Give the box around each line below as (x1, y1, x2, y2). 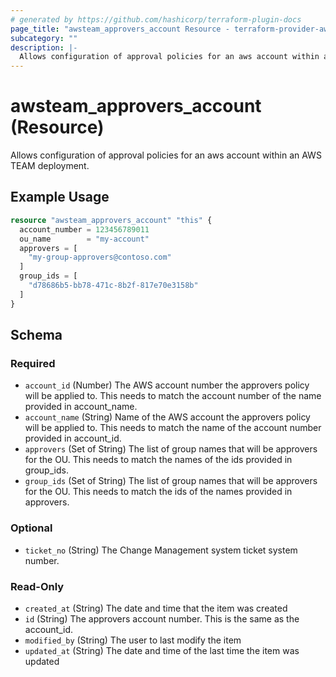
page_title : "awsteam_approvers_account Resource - (10, 24, 230, 34)
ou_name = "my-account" (19, 234, 150, 244)
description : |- (10, 42, 78, 53)
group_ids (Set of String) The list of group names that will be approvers (24, 475, 318, 487)
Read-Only (10, 579, 65, 593)
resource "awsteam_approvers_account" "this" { (10, 215, 213, 225)
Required (10, 356, 56, 370)
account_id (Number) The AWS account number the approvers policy (24, 379, 310, 391)
